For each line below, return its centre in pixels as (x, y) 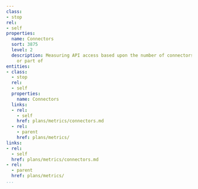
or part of (30, 61)
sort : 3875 (25, 45)
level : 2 (22, 50)
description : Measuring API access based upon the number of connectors (103, 55)
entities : (18, 66)
